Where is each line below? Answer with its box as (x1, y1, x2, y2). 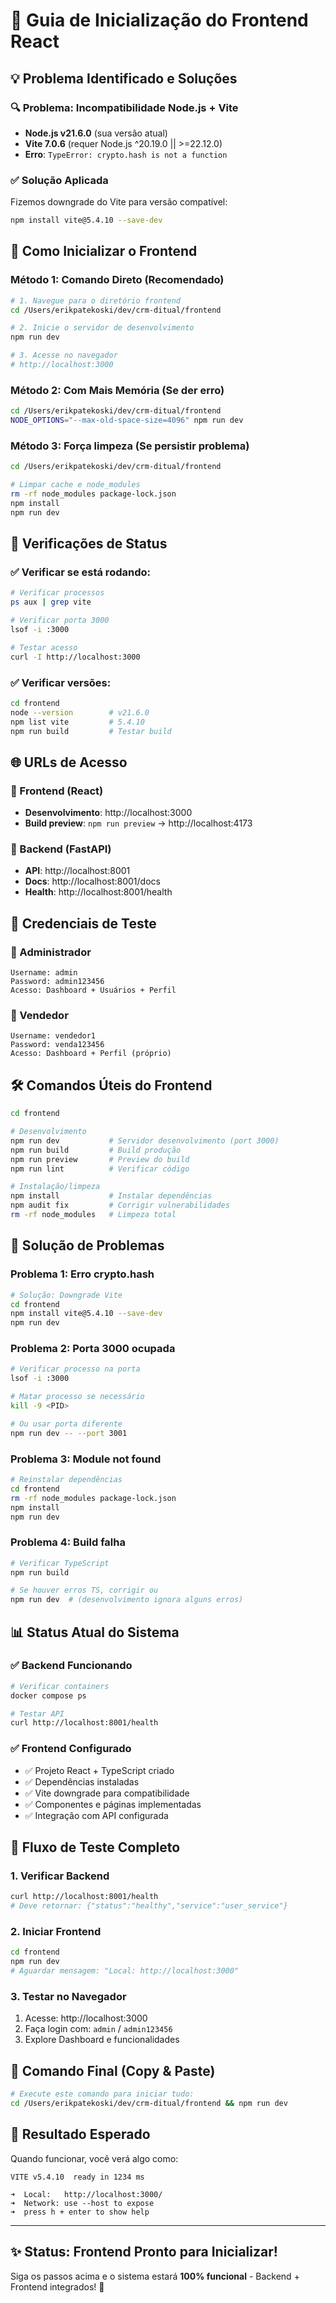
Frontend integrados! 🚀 (10, 2280, 105, 2293)
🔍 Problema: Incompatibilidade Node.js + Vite (10, 100, 239, 114)
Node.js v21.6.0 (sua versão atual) (24, 127, 168, 139)
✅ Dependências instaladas (24, 1775, 140, 1788)
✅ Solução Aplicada (10, 173, 109, 187)
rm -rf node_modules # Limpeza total (10, 1210, 177, 1220)
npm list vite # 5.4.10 (10, 717, 145, 727)
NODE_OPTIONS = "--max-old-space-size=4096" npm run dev (10, 415, 244, 426)
